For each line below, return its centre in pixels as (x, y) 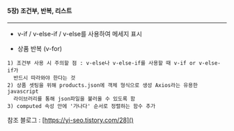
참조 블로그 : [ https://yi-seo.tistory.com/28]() (70, 120)
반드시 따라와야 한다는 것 (45, 78)
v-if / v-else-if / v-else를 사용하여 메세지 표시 (80, 34)
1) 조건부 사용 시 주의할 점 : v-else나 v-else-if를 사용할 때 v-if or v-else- (114, 63)
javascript (23, 92)
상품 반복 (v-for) (40, 49)
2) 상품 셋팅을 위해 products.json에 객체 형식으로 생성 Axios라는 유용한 (103, 86)
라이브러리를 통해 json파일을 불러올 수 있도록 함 (75, 99)
